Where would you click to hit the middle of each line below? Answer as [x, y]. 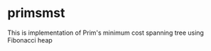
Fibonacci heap [30, 40]
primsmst [36, 13]
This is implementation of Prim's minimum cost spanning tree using [106, 33]
